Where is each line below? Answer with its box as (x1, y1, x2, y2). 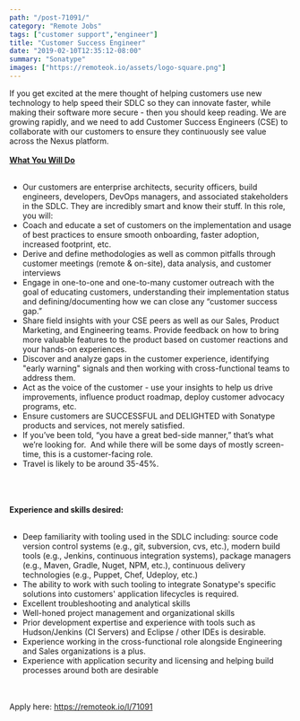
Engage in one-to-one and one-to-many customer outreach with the (21, 277, 275, 287)
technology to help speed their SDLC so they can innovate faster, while (9, 97, 271, 108)
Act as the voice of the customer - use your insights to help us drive (21, 382, 273, 392)
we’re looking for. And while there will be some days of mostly (21, 439, 253, 450)
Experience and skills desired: (9, 504, 124, 514)
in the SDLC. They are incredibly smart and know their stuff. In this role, (21, 200, 286, 211)
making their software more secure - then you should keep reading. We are (9, 107, 287, 118)
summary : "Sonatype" (9, 55, 87, 64)
